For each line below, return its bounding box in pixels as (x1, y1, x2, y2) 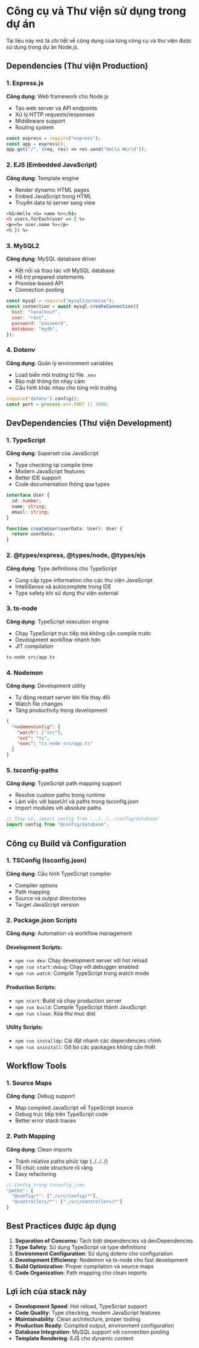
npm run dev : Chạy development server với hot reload (14, 957, 148, 964)
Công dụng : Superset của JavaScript (6, 450, 99, 457)
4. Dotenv (6, 345, 36, 354)
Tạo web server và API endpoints (14, 104, 98, 112)
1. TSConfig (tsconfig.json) (6, 856, 87, 865)
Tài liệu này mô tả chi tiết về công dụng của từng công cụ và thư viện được (6, 37, 192, 44)
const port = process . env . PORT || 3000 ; (6, 401, 110, 408)
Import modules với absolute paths (14, 804, 101, 811)
